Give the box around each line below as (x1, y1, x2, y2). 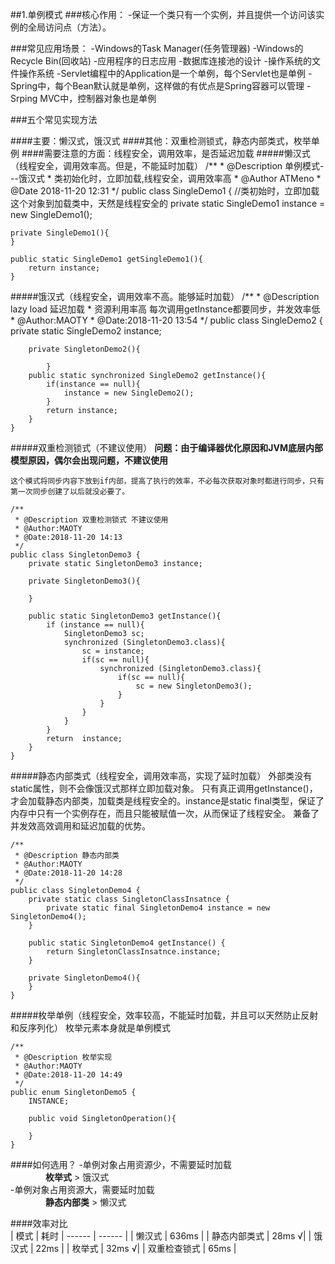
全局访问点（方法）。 (27, 21, 112, 33)
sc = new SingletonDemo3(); (135, 681, 253, 691)
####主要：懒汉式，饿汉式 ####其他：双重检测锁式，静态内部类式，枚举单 (10, 135, 320, 147)
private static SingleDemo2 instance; (10, 325, 162, 337)
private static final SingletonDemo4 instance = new (46, 903, 271, 913)
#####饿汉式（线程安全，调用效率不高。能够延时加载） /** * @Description (10, 291, 320, 302)
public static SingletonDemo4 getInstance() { (28, 938, 226, 948)
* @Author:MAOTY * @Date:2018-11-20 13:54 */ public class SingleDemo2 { (10, 314, 323, 326)
